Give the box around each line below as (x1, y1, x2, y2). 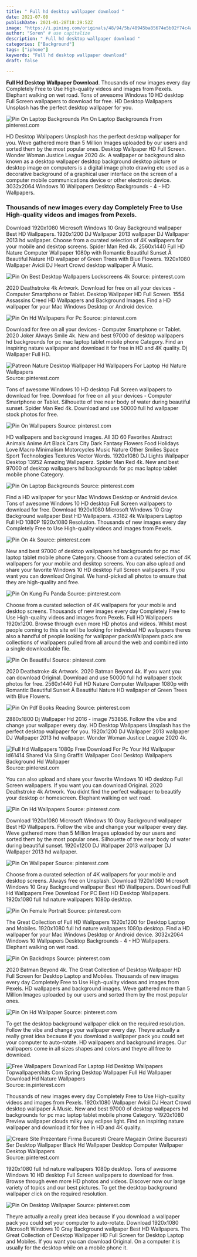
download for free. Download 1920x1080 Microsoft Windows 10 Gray (6, 506, 172, 513)
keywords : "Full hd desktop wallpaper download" (6, 52, 127, 58)
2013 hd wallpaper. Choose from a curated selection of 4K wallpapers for (6, 236, 184, 243)
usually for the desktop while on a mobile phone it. (6, 1244, 128, 1251)
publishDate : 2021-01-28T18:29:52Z (6, 19, 93, 25)
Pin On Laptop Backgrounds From (81, 115, 162, 122)
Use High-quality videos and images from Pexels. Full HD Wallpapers (6, 614, 173, 621)
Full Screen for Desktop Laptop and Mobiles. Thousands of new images (6, 972, 179, 980)
